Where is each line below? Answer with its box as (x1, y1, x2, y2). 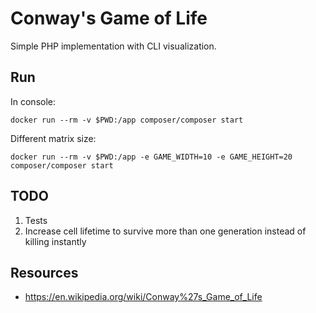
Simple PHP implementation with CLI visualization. (10, 40, 217, 52)
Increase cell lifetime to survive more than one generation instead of (24, 225, 307, 237)
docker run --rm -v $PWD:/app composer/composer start (10, 115, 244, 125)
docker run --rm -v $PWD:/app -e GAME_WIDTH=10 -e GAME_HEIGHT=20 (10, 152, 293, 162)
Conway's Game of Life (10, 7, 208, 30)
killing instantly (24, 235, 87, 247)
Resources (10, 264, 79, 281)
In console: (10, 95, 57, 107)
